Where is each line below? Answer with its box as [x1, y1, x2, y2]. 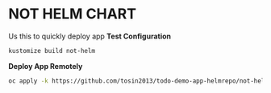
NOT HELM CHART [8, 5, 137, 23]
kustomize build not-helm [8, 46, 95, 55]
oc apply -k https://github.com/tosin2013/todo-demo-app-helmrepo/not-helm [8, 77, 269, 85]
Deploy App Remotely [8, 61, 83, 71]
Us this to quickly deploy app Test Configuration [8, 31, 172, 41]
